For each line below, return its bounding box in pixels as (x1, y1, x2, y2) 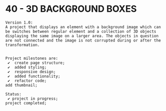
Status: (5, 92, 22, 97)
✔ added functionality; (7, 74, 60, 79)
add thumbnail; (5, 82, 38, 87)
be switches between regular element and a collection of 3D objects (5, 29, 157, 34)
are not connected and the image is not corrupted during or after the (5, 38, 161, 43)
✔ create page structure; (7, 60, 65, 65)
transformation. (5, 42, 40, 48)
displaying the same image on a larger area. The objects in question (5, 33, 159, 38)
